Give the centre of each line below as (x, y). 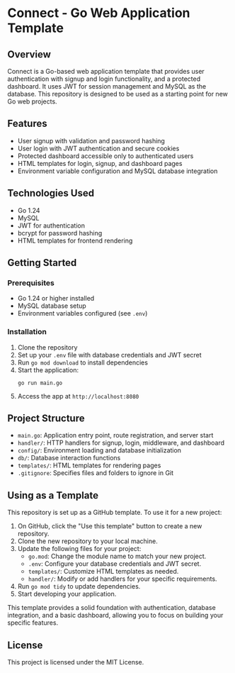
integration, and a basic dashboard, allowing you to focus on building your (115, 616)
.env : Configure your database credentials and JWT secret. (115, 564)
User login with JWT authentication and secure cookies (98, 148)
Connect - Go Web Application (99, 13)
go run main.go (40, 383)
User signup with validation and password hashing (91, 140)
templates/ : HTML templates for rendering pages (89, 465)
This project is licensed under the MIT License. (76, 662)
